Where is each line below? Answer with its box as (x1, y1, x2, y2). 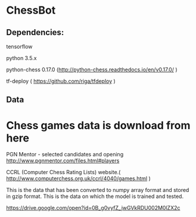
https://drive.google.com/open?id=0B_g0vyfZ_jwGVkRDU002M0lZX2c (6, 205, 181, 212)
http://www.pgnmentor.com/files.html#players (6, 157, 120, 164)
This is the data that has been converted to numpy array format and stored (6, 187, 189, 194)
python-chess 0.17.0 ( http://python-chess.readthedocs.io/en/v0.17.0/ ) (6, 66, 178, 73)
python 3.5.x (6, 55, 37, 61)
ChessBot (6, 4, 56, 17)
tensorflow (6, 43, 33, 50)
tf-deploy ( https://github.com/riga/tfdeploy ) (6, 78, 116, 84)
